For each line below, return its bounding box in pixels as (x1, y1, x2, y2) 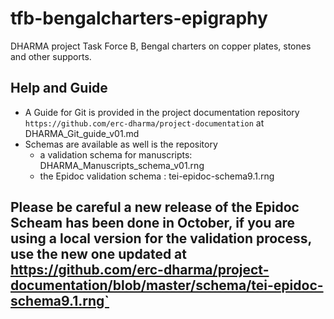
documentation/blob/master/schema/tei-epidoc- (10, 277, 324, 294)
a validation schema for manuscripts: (39, 148, 193, 161)
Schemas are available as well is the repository (24, 138, 218, 150)
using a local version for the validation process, (10, 230, 312, 247)
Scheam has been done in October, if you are (10, 215, 296, 232)
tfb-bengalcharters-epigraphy (10, 7, 268, 30)
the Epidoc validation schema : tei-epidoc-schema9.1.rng (39, 170, 275, 182)
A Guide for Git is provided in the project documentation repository (24, 106, 300, 118)
